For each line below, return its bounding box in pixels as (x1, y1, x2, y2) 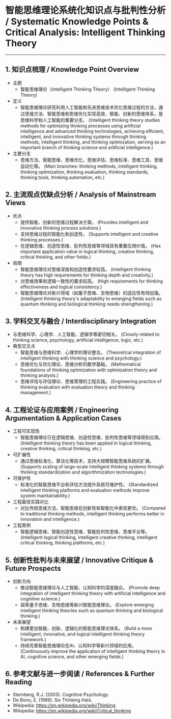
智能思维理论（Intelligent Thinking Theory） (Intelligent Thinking (20, 86, 155, 92)
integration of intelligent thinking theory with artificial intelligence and (20, 590, 166, 596)
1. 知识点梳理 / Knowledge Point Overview (5, 65, 139, 74)
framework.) (20, 637, 46, 642)
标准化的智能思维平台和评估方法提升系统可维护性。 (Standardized (20, 482, 159, 488)
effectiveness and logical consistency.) (20, 284, 102, 290)
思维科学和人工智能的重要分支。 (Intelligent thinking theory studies (20, 117, 160, 123)
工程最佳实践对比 (12, 499, 49, 505)
